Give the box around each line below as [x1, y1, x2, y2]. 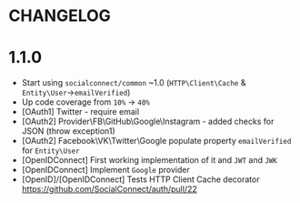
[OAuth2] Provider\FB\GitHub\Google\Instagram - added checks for [21, 116, 275, 127]
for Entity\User [21, 145, 80, 156]
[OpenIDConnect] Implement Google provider [21, 165, 190, 176]
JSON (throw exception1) [21, 126, 115, 137]
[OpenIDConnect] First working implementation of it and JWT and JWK [21, 155, 278, 166]
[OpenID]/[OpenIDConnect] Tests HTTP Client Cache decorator [21, 174, 260, 185]
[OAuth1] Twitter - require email [21, 107, 140, 117]
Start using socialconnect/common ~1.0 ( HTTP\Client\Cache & [21, 77, 246, 88]
